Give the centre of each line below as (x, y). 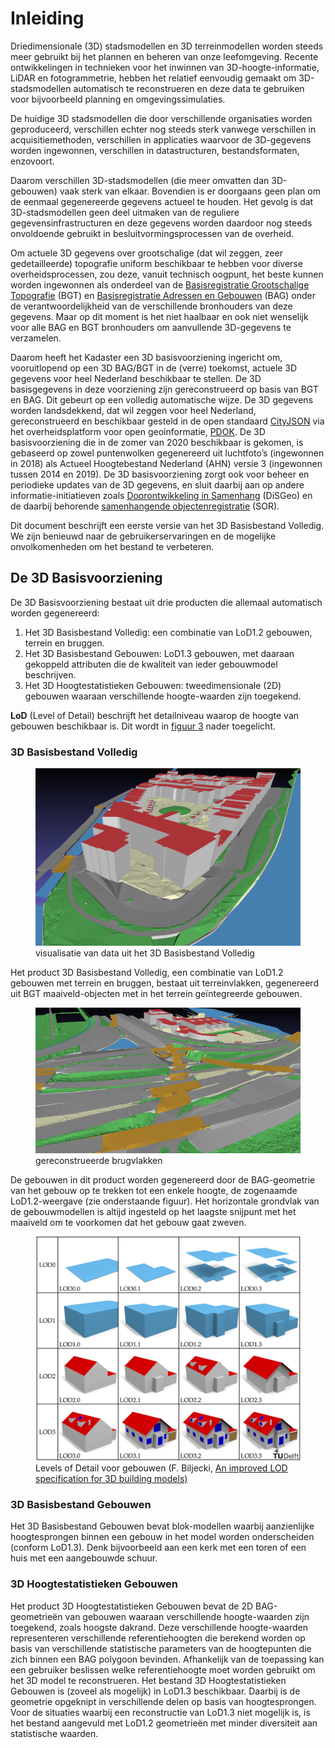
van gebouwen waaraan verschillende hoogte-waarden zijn (187, 1616)
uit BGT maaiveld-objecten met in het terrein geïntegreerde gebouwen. (156, 994)
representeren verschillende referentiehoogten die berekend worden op (158, 1638)
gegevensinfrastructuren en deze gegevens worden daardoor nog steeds (161, 223)
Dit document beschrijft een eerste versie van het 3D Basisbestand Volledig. (167, 525)
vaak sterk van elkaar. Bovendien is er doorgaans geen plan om (190, 191)
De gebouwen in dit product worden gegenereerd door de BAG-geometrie (163, 1179)
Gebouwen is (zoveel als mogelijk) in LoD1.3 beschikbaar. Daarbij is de (155, 1691)
